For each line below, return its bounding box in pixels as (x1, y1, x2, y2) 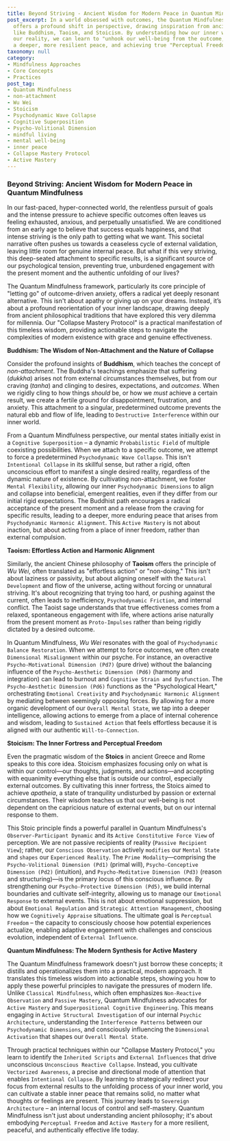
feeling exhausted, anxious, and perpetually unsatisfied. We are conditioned (7, 218, 221, 226)
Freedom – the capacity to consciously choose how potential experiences (7, 919, 212, 927)
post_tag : (7, 80, 36, 87)
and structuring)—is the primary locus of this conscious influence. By (7, 875, 203, 883)
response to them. (7, 811, 59, 819)
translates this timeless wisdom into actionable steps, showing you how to (7, 974, 216, 983)
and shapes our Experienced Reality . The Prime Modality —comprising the (7, 853, 216, 861)
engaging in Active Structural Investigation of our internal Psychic (7, 1011, 202, 1019)
